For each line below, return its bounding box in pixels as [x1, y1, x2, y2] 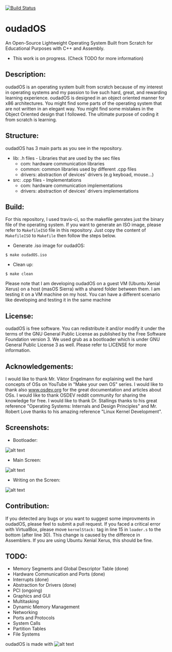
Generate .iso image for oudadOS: [12, 243, 85, 249]
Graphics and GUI [12, 593, 51, 599]
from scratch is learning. [5, 116, 58, 123]
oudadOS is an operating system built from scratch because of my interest [5, 84, 163, 90]
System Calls [12, 620, 41, 626]
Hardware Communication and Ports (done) [12, 571, 105, 578]
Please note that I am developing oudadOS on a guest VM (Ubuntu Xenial [5, 281, 160, 287]
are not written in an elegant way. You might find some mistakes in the [5, 105, 154, 111]
